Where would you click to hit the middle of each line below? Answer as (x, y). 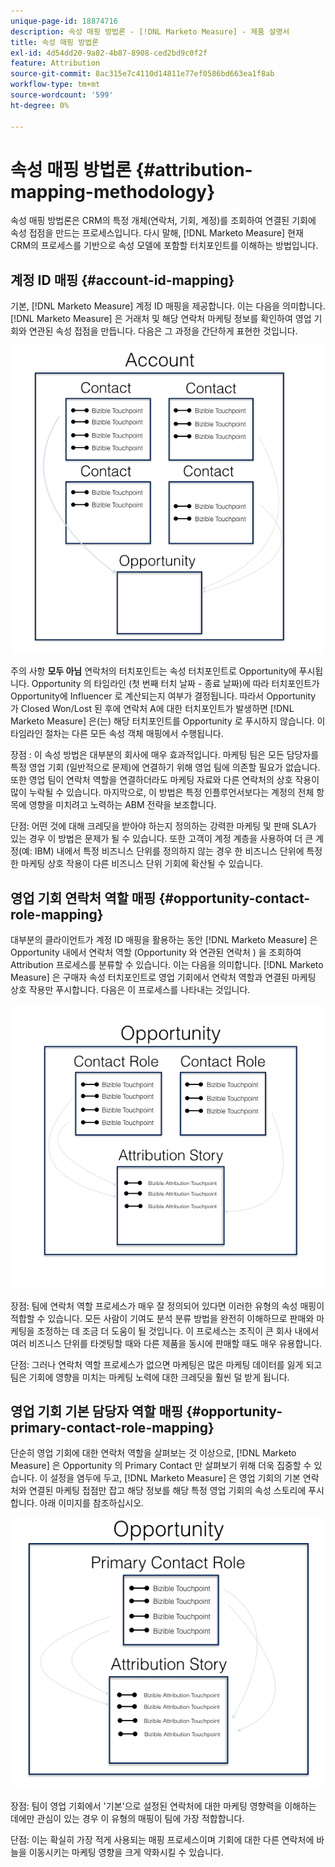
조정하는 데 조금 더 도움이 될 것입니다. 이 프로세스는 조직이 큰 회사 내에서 (178, 1331)
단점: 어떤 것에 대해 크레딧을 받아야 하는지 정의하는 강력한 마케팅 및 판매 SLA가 (163, 826)
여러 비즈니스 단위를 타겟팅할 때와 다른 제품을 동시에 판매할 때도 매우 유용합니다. (166, 1343)
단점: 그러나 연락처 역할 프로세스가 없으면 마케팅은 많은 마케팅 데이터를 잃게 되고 (166, 1364)
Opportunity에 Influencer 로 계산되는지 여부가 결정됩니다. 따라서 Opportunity (163, 696)
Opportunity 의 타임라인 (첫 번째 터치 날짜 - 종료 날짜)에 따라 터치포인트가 (175, 684)
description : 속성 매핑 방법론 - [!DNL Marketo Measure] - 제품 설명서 (150, 31)
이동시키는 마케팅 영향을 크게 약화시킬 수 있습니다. (126, 1852)
